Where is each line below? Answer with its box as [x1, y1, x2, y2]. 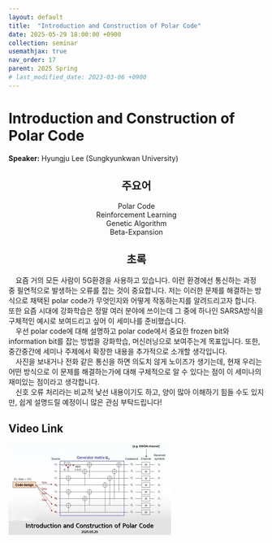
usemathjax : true [8, 47, 67, 56]
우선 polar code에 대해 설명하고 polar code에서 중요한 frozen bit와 [15, 326, 230, 337]
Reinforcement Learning [96, 210, 177, 219]
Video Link [8, 421, 63, 435]
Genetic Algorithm [106, 218, 167, 228]
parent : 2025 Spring [8, 65, 79, 73]
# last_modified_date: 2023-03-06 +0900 [8, 73, 148, 81]
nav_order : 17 [8, 56, 57, 64]
